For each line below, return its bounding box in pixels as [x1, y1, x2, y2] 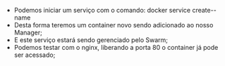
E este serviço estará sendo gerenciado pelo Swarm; [13, 36, 168, 44]
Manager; [13, 28, 42, 37]
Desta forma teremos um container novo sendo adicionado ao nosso [13, 21, 214, 29]
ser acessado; [13, 51, 56, 59]
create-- [192, 6, 217, 14]
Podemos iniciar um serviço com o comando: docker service [13, 6, 191, 14]
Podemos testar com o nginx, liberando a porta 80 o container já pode [13, 44, 219, 51]
